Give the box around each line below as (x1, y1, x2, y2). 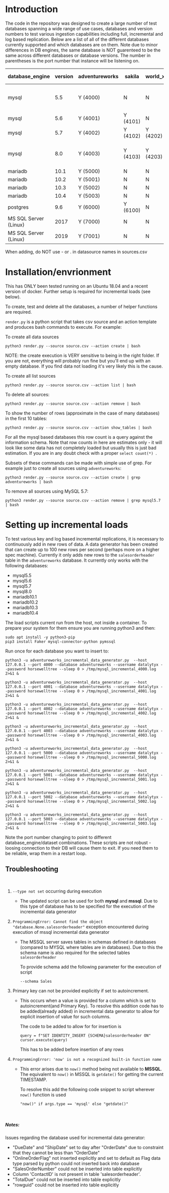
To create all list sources (5, 373, 56, 379)
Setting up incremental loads (5, 519, 128, 530)
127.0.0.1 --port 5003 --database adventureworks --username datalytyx (5, 816, 158, 821)
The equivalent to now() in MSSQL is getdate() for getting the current (20, 1071, 164, 1077)
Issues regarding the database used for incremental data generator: (5, 1135, 146, 1141)
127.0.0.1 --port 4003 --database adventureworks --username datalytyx (5, 728, 158, 733)
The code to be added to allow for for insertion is (20, 1023, 122, 1029)
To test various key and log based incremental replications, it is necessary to (5, 535, 164, 542)
